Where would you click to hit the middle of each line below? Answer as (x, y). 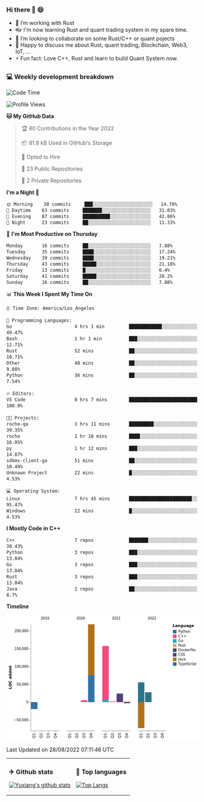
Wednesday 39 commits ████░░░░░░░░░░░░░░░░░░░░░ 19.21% (91, 258)
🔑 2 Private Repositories (51, 180)
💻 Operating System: (33, 491)
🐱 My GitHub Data (30, 116)
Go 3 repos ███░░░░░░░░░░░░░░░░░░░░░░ (102, 564)
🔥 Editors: (20, 393)
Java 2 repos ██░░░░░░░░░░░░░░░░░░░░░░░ (102, 589)
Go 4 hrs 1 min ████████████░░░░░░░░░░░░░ (102, 326)
